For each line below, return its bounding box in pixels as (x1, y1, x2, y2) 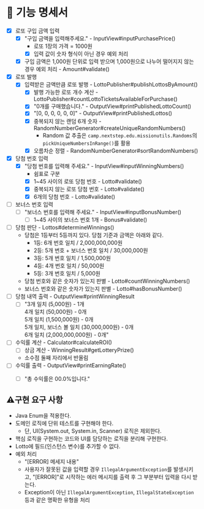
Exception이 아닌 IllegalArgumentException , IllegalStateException (24, 489, 194, 496)
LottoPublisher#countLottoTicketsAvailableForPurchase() (33, 96, 178, 103)
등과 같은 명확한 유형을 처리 (24, 496, 90, 503)
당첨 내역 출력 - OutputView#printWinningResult (15, 293, 135, 300)
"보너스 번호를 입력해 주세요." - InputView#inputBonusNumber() (24, 209, 182, 215)
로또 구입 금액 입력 (15, 27, 60, 34)
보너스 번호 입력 (15, 201, 53, 208)
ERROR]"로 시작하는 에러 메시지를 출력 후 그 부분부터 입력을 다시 (37, 473, 192, 481)
